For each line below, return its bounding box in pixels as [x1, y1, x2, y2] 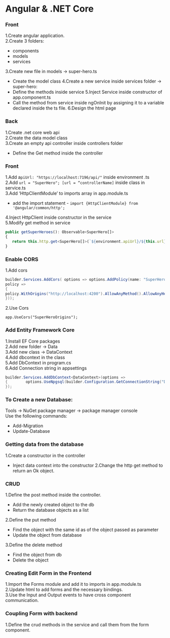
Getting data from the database [5, 441, 84, 448]
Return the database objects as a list [12, 507, 89, 513]
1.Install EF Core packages [5, 338, 61, 344]
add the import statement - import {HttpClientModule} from [12, 200, 138, 206]
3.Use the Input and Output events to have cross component [5, 592, 132, 598]
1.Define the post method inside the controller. [5, 492, 102, 498]
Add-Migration [12, 423, 44, 429]
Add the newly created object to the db [12, 502, 95, 508]
